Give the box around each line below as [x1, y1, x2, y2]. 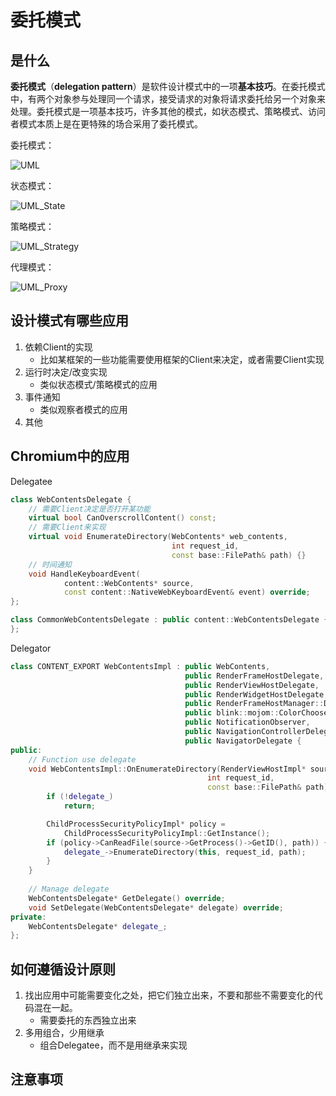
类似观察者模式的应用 [39, 403, 128, 415]
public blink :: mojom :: [184, 708, 280, 718]
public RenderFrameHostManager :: [184, 699, 325, 709]
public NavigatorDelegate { [184, 736, 302, 746]
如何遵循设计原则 [10, 961, 116, 978]
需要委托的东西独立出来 [39, 1014, 137, 1026]
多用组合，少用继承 [24, 1027, 105, 1039]
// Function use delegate [28, 754, 137, 765]
